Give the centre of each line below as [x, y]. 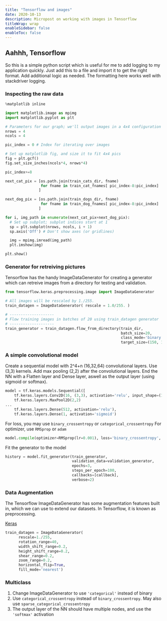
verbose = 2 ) [83, 480]
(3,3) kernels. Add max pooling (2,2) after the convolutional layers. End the [82, 371]
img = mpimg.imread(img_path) [41, 240]
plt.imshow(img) [26, 245]
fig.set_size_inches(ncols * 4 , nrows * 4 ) [46, 163]
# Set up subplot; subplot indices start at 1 [59, 222]
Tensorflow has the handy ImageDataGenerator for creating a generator [79, 278]
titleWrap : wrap [22, 24]
